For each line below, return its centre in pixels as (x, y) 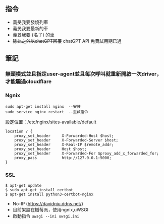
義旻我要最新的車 (30, 28)
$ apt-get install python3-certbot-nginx (49, 194)
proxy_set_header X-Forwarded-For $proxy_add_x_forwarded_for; (87, 154)
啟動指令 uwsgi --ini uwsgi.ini (46, 216)
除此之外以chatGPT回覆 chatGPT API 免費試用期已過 (67, 41)
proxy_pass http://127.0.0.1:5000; (63, 158)
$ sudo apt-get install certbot (39, 190)
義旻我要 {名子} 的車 (33, 35)
